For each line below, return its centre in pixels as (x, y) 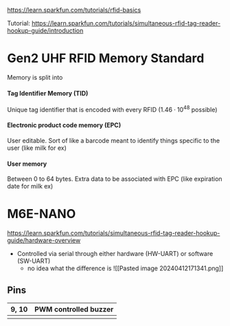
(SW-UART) (34, 261)
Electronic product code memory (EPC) (64, 125)
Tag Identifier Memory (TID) (48, 93)
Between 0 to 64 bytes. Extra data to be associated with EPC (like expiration (115, 179)
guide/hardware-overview (44, 241)
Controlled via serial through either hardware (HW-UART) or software (115, 254)
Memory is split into (35, 77)
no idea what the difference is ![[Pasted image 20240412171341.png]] (125, 268)
